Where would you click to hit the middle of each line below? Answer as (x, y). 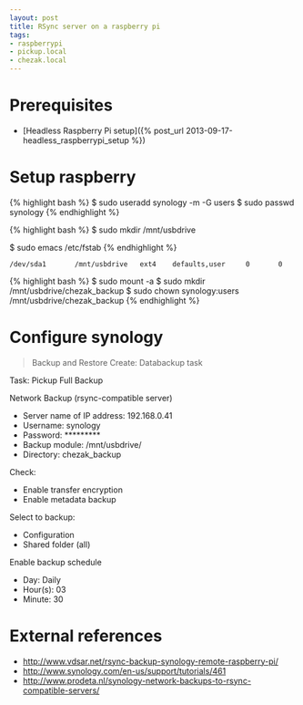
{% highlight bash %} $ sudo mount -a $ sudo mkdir (107, 281)
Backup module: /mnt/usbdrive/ (82, 444)
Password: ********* (61, 435)
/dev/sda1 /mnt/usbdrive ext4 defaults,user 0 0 (146, 264)
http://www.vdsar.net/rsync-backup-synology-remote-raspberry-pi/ (151, 661)
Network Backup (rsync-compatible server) (91, 398)
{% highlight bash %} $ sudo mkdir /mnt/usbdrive (103, 230)
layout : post (34, 18)
